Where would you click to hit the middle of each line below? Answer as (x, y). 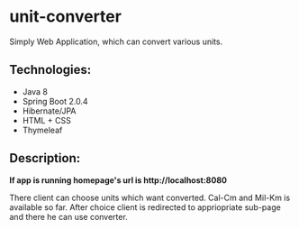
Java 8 (35, 91)
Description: (45, 158)
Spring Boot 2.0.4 (55, 101)
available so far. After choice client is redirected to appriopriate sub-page (145, 207)
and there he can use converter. (68, 216)
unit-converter (65, 17)
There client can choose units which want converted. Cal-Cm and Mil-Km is (150, 197)
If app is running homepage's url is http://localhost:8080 (118, 180)
